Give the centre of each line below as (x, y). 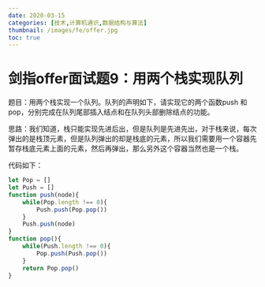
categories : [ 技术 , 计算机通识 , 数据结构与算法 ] (78, 23)
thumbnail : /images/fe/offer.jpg (63, 30)
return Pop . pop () (51, 268)
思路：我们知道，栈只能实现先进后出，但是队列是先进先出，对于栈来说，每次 (132, 129)
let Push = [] (32, 188)
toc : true (24, 37)
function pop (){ (35, 239)
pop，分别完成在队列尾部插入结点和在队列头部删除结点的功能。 (111, 112)
